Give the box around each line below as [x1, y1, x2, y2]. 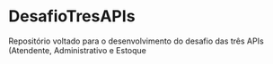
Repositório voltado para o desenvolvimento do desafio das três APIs [8, 36, 264, 46]
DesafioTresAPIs [8, 6, 136, 27]
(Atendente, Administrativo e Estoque [8, 44, 147, 55]
